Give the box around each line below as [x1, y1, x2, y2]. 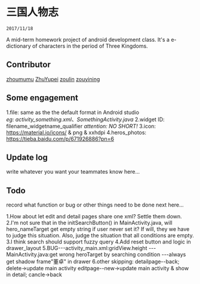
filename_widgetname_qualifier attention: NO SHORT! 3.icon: [6, 122, 156, 129]
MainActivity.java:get [6, 251, 58, 258]
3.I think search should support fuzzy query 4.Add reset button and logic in [6, 238, 191, 245]
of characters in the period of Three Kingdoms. [32, 42, 148, 50]
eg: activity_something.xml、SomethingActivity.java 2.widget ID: [6, 116, 165, 123]
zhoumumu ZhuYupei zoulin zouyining [6, 75, 100, 82]
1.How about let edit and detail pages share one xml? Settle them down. [6, 213, 182, 220]
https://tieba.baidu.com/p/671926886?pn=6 [6, 135, 115, 142]
